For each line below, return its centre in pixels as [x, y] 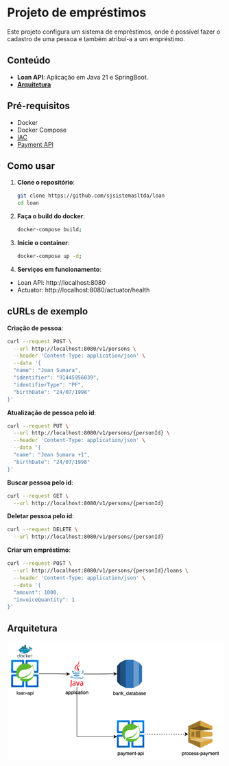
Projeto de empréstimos [77, 13]
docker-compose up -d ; [49, 256]
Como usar [31, 166]
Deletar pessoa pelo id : [40, 516]
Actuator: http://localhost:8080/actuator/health [83, 290]
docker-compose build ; [49, 230]
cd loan [28, 203]
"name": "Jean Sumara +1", [52, 455]
